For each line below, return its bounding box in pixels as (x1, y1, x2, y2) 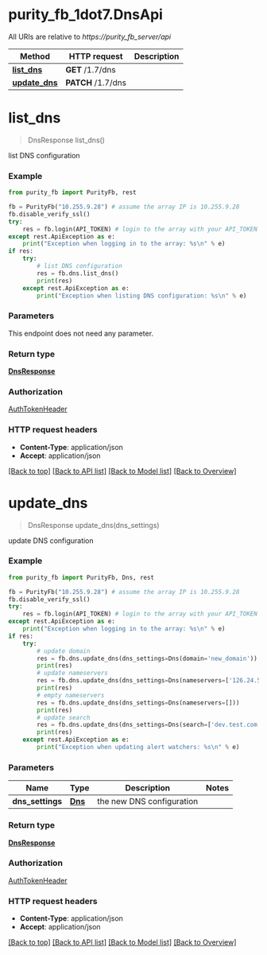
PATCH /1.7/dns (65, 77, 127, 88)
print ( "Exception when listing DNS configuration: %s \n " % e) (37, 292, 247, 300)
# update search (37, 713, 91, 721)
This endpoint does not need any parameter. (8, 328, 153, 338)
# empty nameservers (37, 691, 105, 699)
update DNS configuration (8, 535, 94, 545)
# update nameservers (37, 670, 109, 677)
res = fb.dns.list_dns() (37, 269, 119, 278)
